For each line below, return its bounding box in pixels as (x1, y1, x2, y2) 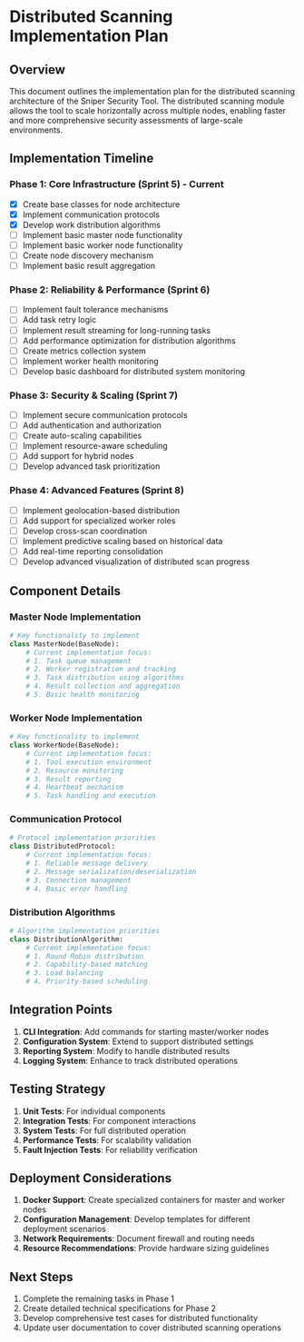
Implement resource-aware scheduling (22, 441, 168, 452)
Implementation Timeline (9, 151, 154, 166)
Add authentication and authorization (22, 420, 162, 431)
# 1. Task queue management (25, 656, 132, 665)
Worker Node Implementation (9, 711, 143, 724)
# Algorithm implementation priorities (9, 926, 161, 935)
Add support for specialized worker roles (22, 515, 176, 526)
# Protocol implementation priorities (9, 833, 156, 842)
